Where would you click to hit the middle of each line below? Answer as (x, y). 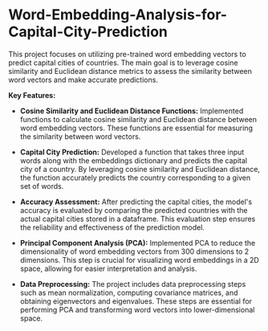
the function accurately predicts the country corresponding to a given (135, 178)
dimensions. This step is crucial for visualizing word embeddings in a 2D (139, 259)
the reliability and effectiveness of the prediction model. (112, 227)
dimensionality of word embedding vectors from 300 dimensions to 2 (134, 251)
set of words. (42, 186)
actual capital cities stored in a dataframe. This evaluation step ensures (138, 219)
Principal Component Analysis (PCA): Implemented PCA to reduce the (138, 243)
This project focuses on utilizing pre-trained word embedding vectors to (127, 54)
